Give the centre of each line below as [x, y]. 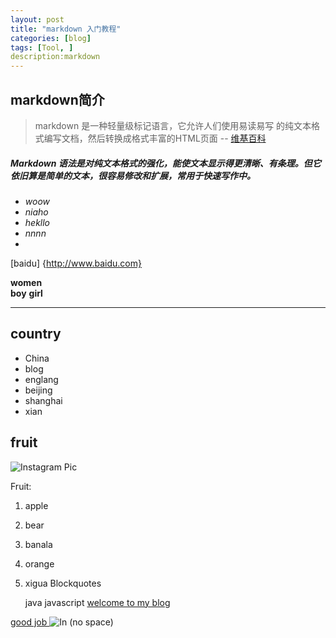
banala [38, 544]
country [36, 334]
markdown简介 [57, 99]
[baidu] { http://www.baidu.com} [76, 263]
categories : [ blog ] [51, 38]
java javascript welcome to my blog [97, 602]
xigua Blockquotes [63, 583]
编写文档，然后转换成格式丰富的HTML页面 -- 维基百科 [155, 138]
